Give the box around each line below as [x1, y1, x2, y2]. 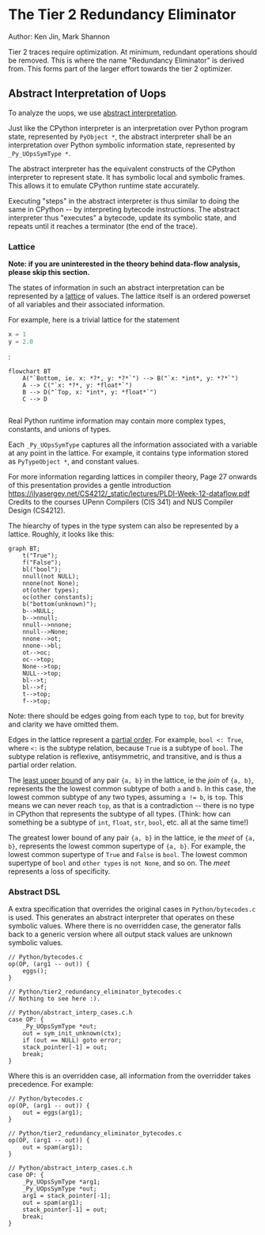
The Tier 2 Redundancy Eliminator [8, 6, 237, 24]
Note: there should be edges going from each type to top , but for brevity [8, 711, 244, 720]
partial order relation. [8, 760, 77, 769]
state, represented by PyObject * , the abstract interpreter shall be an [8, 132, 232, 141]
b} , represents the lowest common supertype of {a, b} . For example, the [8, 841, 246, 851]
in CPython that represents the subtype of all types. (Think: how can [8, 809, 231, 818]
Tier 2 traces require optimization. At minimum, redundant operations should [8, 47, 257, 56]
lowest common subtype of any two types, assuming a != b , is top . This [8, 792, 244, 802]
